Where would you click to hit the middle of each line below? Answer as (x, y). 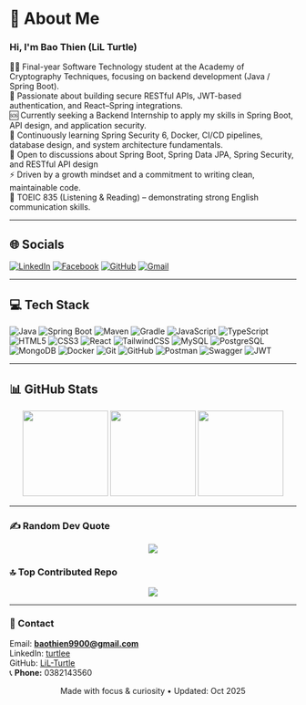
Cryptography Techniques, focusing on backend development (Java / (140, 77)
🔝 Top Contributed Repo (64, 572)
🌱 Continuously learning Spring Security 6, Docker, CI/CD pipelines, (136, 135)
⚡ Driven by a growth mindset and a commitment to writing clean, (132, 175)
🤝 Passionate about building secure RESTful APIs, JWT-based (125, 96)
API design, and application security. (78, 126)
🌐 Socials (37, 244)
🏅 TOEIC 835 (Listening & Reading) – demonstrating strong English (134, 197)
